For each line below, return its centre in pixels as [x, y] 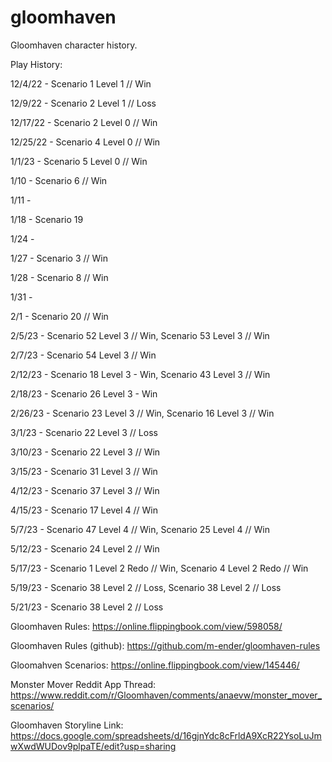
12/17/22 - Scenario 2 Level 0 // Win [84, 122]
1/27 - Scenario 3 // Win [59, 258]
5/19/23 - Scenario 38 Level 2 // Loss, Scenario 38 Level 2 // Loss [146, 587]
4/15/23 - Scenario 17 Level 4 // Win [84, 510]
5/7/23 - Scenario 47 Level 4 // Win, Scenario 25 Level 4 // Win [140, 529]
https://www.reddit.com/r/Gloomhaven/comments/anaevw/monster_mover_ [166, 695]
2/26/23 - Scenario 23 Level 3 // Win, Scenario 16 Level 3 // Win [142, 413]
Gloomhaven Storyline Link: [67, 725]
